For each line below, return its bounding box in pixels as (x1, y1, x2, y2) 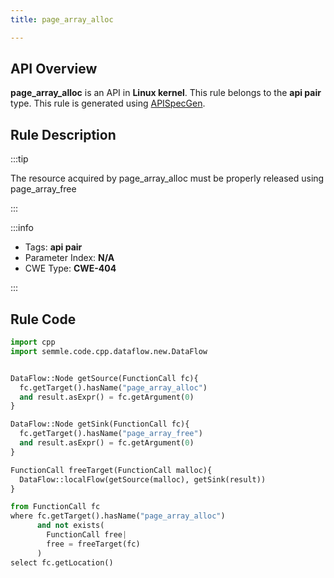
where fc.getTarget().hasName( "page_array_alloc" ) (10, 511, 226, 521)
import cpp (10, 337, 56, 348)
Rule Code (10, 311, 77, 328)
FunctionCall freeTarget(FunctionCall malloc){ (10, 465, 213, 475)
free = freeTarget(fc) (46, 539, 141, 549)
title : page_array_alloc (10, 14, 114, 25)
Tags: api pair (24, 241, 83, 253)
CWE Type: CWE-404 (24, 262, 117, 275)
